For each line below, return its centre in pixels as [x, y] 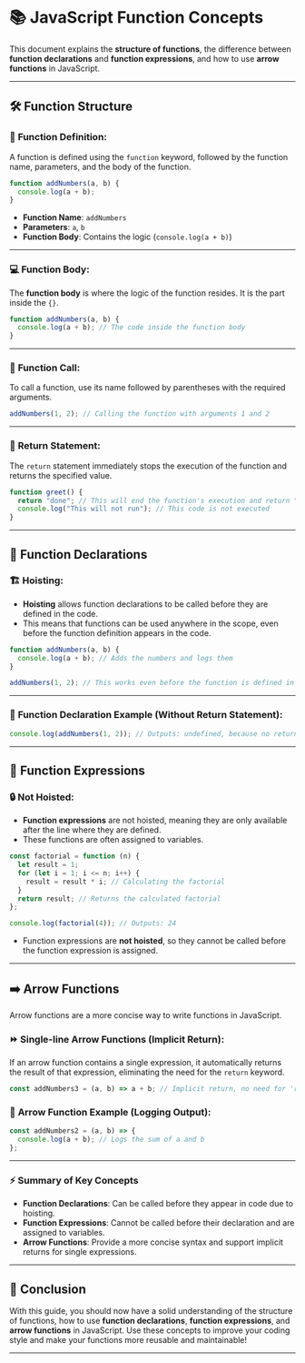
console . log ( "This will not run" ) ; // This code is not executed [144, 509]
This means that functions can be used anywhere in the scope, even [150, 623]
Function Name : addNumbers [74, 217]
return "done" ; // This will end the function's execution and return [154, 500]
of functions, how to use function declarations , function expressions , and [150, 1321]
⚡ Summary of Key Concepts [74, 1181]
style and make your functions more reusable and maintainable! [128, 1340]
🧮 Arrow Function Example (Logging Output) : [110, 1113]
